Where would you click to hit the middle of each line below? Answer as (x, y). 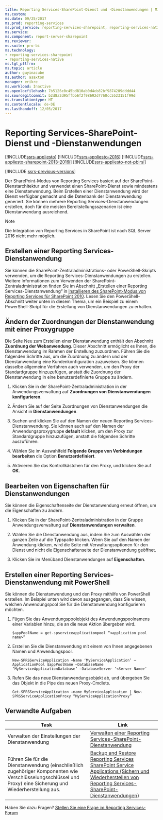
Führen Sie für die (28, 759)
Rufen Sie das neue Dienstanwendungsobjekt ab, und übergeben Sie (81, 678)
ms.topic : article (24, 69)
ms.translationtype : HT (29, 100)
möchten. (15, 610)
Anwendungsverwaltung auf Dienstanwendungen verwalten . (74, 525)
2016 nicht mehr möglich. (30, 236)
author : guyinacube (25, 73)
